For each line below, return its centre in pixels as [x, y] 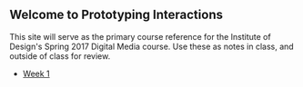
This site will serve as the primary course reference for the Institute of [140, 36]
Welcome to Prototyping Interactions [116, 15]
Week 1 [36, 73]
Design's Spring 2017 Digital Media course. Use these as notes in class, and [151, 46]
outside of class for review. [60, 56]
